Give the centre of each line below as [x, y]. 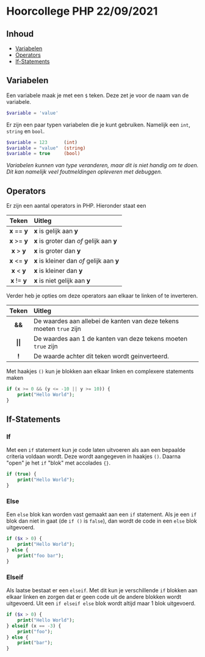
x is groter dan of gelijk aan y [75, 241]
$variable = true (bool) [43, 154]
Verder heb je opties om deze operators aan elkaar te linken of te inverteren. [102, 296]
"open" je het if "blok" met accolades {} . [59, 463]
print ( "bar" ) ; [35, 643]
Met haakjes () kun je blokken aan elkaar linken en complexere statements [100, 371]
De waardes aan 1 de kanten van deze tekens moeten [110, 339]
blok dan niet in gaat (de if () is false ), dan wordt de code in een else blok [102, 521]
